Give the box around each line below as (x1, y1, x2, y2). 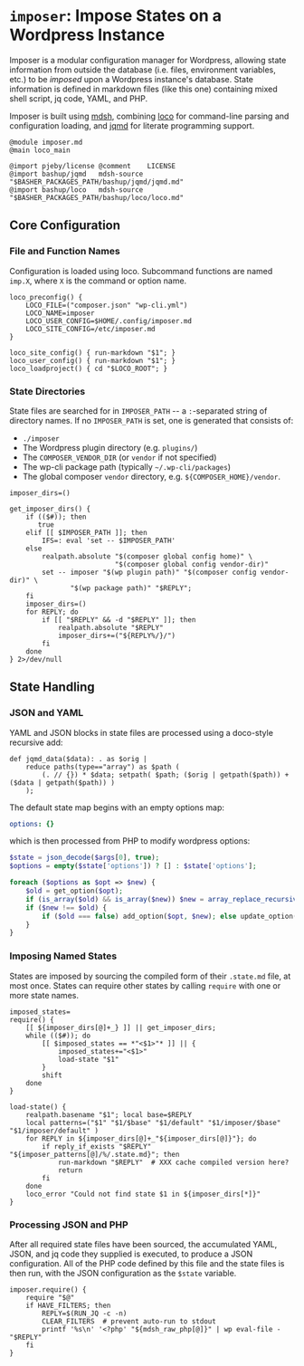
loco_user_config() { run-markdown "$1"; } (9, 356, 176, 365)
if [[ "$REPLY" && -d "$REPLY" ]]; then (42, 615, 196, 625)
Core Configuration (9, 218, 120, 234)
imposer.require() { (9, 1285, 88, 1294)
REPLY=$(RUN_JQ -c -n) (42, 1309, 128, 1318)
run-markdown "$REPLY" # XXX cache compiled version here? (57, 1158, 290, 1167)
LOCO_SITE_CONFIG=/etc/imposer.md (25, 324, 156, 333)
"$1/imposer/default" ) (9, 1126, 100, 1135)
